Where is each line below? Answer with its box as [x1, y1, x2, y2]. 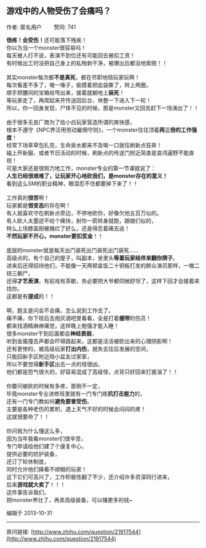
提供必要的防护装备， [6, 450, 60, 457]
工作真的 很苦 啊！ [6, 194, 50, 201]
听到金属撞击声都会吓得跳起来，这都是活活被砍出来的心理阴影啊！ [6, 337, 173, 345]
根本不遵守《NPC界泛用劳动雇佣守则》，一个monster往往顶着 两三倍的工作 [6, 126, 192, 133]
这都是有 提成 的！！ [6, 292, 55, 299]
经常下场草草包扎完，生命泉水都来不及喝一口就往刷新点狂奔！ [6, 141, 162, 149]
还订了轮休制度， [6, 458, 50, 465]
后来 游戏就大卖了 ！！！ [6, 480, 66, 488]
